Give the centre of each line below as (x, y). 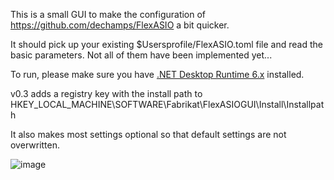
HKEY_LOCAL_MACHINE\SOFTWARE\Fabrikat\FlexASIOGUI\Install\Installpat (167, 104)
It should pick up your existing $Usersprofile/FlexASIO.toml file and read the (166, 44)
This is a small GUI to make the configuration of (108, 14)
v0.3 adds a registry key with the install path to (106, 93)
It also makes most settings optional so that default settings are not (148, 134)
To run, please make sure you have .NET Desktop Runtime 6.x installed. (157, 74)
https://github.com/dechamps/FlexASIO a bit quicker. (120, 25)
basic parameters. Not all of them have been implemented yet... (141, 55)
